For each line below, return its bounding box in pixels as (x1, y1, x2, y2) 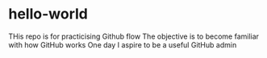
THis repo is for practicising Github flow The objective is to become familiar (8, 31, 260, 41)
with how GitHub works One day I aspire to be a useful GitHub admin (8, 39, 237, 49)
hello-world (8, 5, 89, 23)
